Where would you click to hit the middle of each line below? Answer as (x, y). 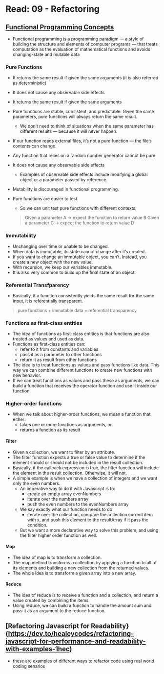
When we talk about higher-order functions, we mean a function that (82, 414)
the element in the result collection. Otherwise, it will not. (70, 473)
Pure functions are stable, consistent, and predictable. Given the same (83, 112)
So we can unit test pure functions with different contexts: (78, 208)
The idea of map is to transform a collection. (57, 557)
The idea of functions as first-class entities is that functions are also (81, 334)
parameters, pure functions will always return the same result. (75, 117)
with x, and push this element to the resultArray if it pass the (88, 520)
